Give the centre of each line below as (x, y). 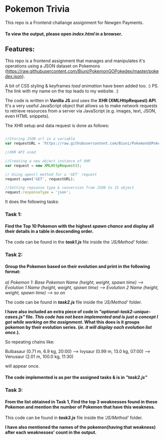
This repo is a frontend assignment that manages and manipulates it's (75, 61)
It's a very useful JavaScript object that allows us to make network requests (81, 106)
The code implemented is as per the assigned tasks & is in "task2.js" (76, 377)
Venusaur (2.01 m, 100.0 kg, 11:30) (39, 357)
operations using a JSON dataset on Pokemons (52, 66)
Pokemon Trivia (37, 9)
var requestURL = (23, 143)
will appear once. (22, 366)
